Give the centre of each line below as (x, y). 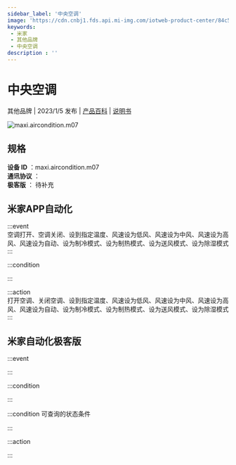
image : (17, 20)
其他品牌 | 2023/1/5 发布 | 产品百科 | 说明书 (70, 110)
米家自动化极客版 (44, 341)
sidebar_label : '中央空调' (45, 14)
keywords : (22, 27)
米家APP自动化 (40, 209)
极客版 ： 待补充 (31, 184)
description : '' (33, 53)
